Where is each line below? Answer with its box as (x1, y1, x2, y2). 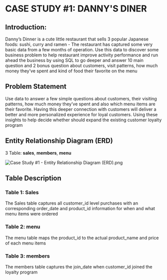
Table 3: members (5, 253, 50, 260)
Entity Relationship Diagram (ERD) (5, 137, 113, 145)
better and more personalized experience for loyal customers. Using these (5, 111, 158, 117)
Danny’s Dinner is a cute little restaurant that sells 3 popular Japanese (5, 36, 149, 42)
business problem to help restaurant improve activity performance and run (5, 52, 159, 58)
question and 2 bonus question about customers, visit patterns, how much (5, 63, 158, 68)
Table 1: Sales (5, 189, 39, 196)
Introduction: (5, 23, 47, 31)
